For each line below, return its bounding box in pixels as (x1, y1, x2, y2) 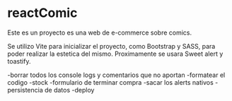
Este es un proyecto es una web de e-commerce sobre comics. (7, 28, 192, 37)
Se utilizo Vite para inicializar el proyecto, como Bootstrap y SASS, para (7, 42, 216, 50)
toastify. (7, 57, 31, 65)
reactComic (7, 5, 78, 21)
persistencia (7, 85, 44, 94)
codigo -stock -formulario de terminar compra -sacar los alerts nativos (7, 78, 214, 86)
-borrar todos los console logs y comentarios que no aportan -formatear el (7, 71, 226, 79)
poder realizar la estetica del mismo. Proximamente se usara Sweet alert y (7, 49, 224, 58)
